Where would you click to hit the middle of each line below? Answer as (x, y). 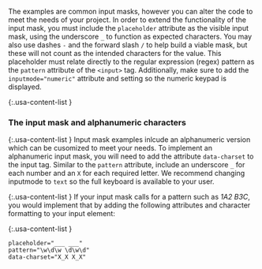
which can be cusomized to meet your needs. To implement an (110, 148)
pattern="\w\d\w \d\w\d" (49, 250)
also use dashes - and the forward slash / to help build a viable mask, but (128, 45)
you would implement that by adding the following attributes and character (129, 205)
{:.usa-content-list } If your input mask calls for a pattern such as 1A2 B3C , (129, 197)
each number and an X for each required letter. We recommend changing (127, 174)
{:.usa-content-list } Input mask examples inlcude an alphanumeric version (129, 140)
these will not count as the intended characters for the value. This (115, 53)
